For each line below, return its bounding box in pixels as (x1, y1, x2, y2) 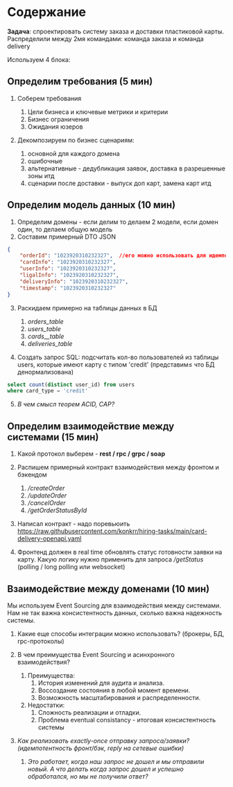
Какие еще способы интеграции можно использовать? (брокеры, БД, (17, 629, 225, 637)
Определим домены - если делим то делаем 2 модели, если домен (17, 217, 218, 226)
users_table (27, 324, 61, 333)
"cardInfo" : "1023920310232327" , (19, 259, 116, 266)
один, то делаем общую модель (17, 225, 113, 233)
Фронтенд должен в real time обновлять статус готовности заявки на (17, 548, 223, 557)
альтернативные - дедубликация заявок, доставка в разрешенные (27, 164, 225, 173)
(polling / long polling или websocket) (17, 563, 126, 571)
